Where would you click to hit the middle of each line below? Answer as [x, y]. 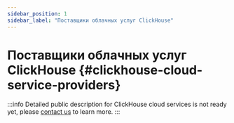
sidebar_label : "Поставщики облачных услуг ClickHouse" [90, 20]
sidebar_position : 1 [37, 14]
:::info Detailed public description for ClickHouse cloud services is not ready [117, 104]
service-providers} [64, 85]
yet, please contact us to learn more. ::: [64, 112]
